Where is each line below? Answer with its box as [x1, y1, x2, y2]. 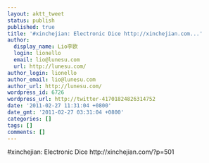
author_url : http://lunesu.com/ [7, 83, 102, 90]
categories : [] [7, 115, 52, 122]
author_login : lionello [7, 69, 77, 76]
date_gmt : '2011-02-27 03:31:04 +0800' [7, 109, 125, 116]
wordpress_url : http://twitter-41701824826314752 [7, 96, 156, 103]
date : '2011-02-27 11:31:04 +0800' [7, 102, 112, 109]
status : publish [7, 17, 55, 24]
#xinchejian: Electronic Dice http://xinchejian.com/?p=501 [7, 147, 175, 156]
